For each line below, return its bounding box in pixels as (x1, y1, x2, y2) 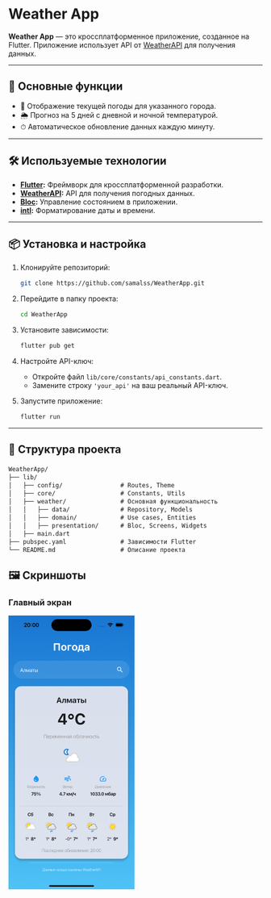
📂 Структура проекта (8, 443, 122, 457)
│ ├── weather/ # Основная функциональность (8, 497, 219, 505)
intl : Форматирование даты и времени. (19, 205, 156, 215)
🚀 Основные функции (8, 80, 123, 94)
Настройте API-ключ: (19, 357, 94, 365)
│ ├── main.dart (8, 529, 70, 537)
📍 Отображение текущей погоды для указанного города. (19, 101, 216, 111)
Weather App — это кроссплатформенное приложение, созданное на (8, 31, 250, 41)
